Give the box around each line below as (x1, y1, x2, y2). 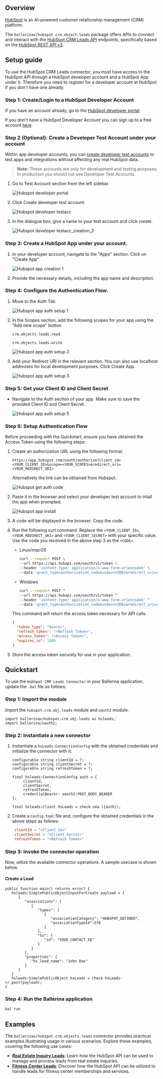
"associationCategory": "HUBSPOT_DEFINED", (50, 916, 140, 921)
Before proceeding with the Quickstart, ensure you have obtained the (5, 434, 144, 440)
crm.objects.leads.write (12, 340, 63, 345)
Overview (5, 4, 35, 12)
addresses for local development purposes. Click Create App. (12, 363, 136, 369)
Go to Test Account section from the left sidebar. (12, 181, 110, 186)
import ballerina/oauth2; (5, 721, 57, 726)
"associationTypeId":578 (50, 920, 101, 926)
